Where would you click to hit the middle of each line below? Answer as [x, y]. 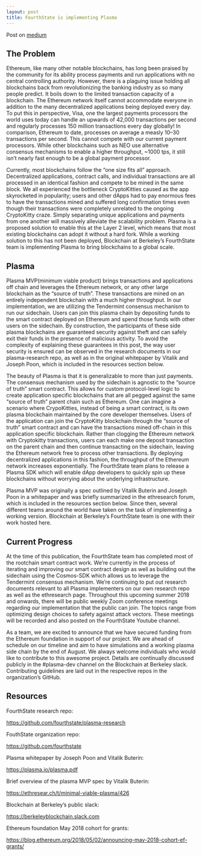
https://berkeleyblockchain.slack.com [53, 816]
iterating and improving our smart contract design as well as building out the [101, 569]
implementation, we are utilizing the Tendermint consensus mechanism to [98, 307]
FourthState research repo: [40, 711]
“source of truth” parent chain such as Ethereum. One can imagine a [91, 402]
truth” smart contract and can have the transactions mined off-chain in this [99, 428]
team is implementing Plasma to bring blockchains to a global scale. [90, 247]
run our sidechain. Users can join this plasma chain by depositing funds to [98, 313]
